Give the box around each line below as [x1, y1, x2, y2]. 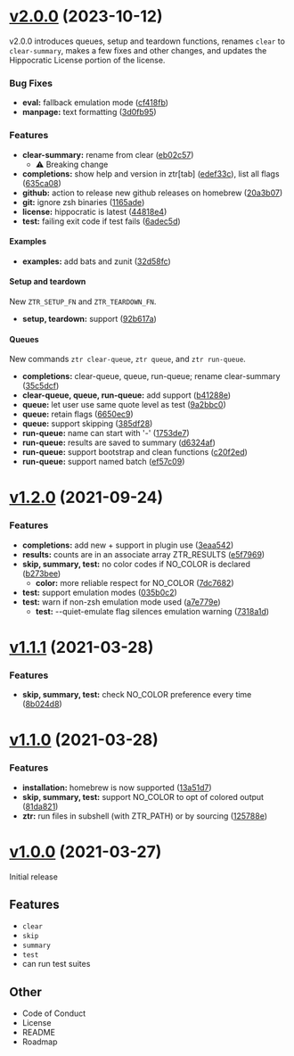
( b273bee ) [21, 568, 61, 579]
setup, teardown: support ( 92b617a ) [21, 313, 158, 324]
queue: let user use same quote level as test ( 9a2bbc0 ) [21, 400, 226, 410]
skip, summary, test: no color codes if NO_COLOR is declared [21, 558, 251, 569]
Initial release [9, 871, 58, 882]
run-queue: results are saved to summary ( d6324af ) [21, 437, 216, 448]
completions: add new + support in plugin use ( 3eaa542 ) [21, 540, 234, 550]
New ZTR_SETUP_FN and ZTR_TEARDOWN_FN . [9, 296, 157, 307]
